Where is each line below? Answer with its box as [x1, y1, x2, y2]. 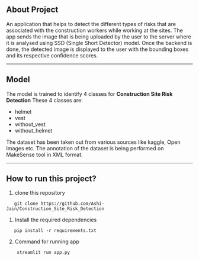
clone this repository [14, 189, 65, 196]
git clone [14, 201, 38, 207]
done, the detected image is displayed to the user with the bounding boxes [6, 46, 189, 53]
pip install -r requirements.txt [14, 228, 97, 234]
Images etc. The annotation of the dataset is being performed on [6, 144, 164, 152]
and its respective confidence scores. [6, 51, 98, 59]
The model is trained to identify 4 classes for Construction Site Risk [6, 90, 173, 97]
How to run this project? [6, 174, 97, 184]
